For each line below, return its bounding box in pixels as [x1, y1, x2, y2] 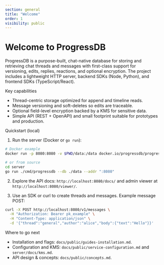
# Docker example [5, 147, 41, 152]
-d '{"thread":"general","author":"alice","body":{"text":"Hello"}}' [9, 221, 154, 226]
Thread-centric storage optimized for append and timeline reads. [12, 98, 143, 103]
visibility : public [5, 20, 45, 26]
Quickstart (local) [5, 128, 40, 134]
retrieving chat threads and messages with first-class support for [5, 63, 136, 69]
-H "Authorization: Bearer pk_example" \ [9, 212, 95, 217]
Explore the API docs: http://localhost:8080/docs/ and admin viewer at [12, 178, 158, 183]
